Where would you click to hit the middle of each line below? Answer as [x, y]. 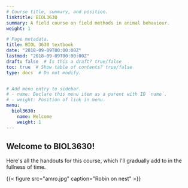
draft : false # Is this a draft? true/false [64, 61]
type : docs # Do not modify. [44, 72]
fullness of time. [26, 167]
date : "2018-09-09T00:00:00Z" [44, 51]
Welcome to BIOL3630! [51, 146]
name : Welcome [34, 116]
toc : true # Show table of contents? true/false [69, 67]
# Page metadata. [28, 40]
